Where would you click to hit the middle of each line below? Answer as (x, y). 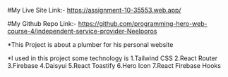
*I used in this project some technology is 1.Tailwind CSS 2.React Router (112, 58)
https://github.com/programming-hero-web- (143, 23)
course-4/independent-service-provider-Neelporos (82, 31)
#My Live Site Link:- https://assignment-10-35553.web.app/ (94, 10)
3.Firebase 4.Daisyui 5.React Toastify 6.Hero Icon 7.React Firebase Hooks (114, 65)
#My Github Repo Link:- (42, 23)
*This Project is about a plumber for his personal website (90, 44)
